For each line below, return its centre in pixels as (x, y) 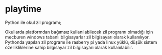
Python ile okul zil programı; (33, 22)
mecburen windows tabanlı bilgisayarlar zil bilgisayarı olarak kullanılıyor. (78, 37)
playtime (23, 9)
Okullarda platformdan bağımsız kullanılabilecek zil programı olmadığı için (79, 32)
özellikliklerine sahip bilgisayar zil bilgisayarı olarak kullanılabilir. (69, 47)
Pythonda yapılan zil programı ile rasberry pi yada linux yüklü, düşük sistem (81, 42)
